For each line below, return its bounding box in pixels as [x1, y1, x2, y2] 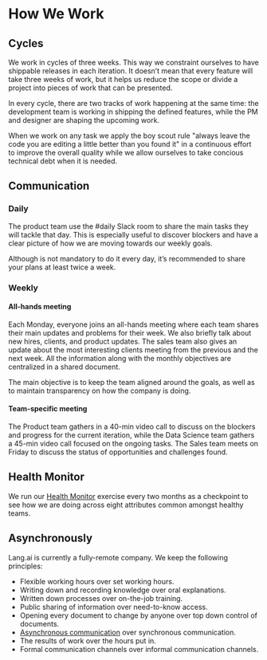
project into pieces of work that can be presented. [8, 83, 173, 92]
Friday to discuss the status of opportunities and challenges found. [8, 447, 229, 457]
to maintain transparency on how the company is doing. [8, 386, 191, 395]
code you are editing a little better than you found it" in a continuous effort [8, 139, 252, 148]
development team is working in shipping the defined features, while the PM [8, 107, 258, 116]
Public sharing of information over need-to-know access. [19, 602, 209, 611]
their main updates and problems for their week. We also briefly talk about [8, 328, 252, 337]
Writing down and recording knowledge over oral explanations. [19, 585, 226, 595]
